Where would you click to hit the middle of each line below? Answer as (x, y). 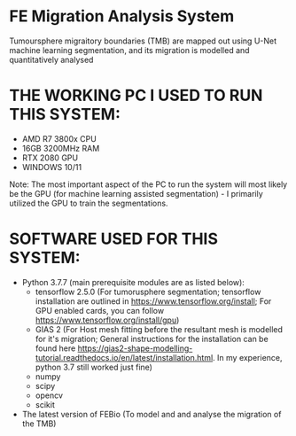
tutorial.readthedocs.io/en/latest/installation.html (124, 357)
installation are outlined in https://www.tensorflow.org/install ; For (153, 301)
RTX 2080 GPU (50, 158)
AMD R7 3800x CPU (59, 138)
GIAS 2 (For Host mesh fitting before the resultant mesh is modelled (159, 329)
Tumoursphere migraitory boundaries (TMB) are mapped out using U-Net (143, 41)
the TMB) (39, 424)
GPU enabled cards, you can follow (100, 310)
